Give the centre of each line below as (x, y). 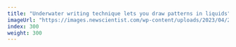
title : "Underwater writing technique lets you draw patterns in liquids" (119, 13)
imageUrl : (22, 20)
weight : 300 (25, 33)
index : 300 (23, 26)
